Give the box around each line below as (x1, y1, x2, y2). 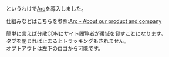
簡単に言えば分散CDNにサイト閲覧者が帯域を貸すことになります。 (6, 30, 166, 37)
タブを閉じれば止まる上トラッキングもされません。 (6, 38, 130, 44)
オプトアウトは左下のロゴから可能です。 (6, 45, 104, 52)
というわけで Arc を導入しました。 (6, 5, 87, 12)
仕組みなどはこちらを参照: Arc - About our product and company (6, 18, 162, 25)
